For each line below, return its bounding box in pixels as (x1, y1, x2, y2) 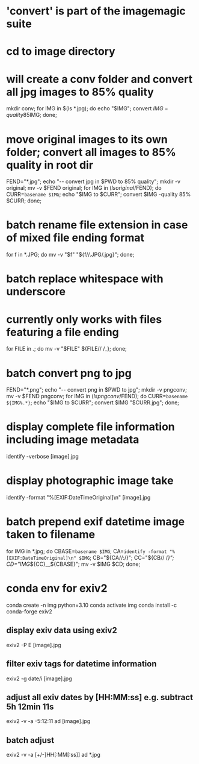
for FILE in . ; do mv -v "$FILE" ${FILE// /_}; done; (6, 345, 127, 352)
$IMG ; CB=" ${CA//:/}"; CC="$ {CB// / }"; (79, 554, 174, 562)
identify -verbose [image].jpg (6, 453, 79, 460)
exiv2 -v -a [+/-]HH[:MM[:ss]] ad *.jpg (6, 751, 101, 759)
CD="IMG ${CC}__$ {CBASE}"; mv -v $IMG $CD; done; (6, 560, 141, 568)
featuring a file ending (6, 325, 119, 339)
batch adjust (6, 735, 55, 745)
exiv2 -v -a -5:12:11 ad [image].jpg (6, 718, 91, 725)
